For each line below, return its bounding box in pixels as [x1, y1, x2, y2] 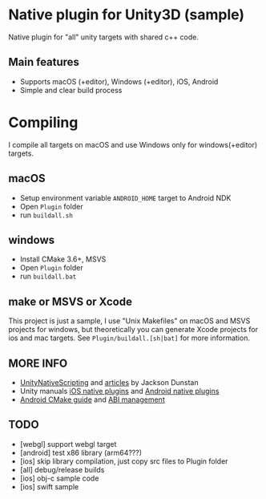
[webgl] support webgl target [19, 439, 117, 448]
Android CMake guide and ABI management [19, 395, 166, 404]
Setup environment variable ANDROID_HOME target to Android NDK [19, 193, 232, 202]
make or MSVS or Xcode [8, 294, 132, 308]
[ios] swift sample [19, 481, 79, 491]
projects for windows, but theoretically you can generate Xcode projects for [8, 325, 259, 335]
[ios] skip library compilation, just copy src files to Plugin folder [19, 456, 228, 466]
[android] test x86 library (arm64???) [19, 448, 143, 457]
